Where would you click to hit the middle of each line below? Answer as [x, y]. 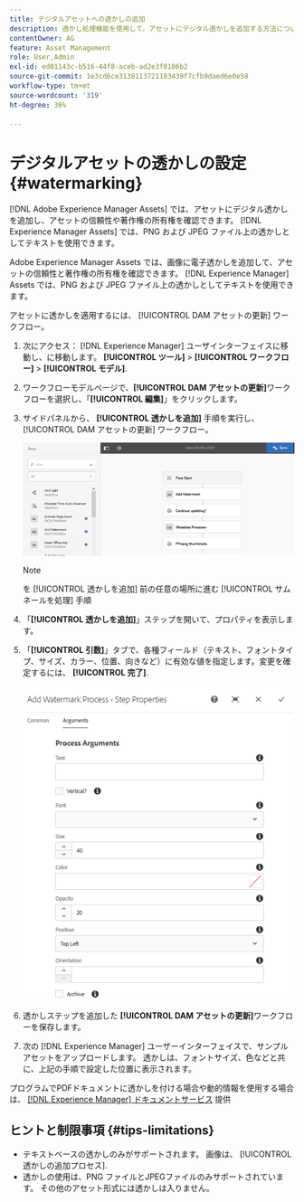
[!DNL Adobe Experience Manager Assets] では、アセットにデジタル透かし [149, 209]
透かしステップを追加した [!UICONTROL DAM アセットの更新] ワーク [150, 1015]
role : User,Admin [42, 57]
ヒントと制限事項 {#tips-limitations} [112, 1131]
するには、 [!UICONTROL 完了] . [90, 672]
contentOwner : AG [42, 38]
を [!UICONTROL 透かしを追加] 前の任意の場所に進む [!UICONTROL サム [157, 589]
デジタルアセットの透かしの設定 [128, 163]
